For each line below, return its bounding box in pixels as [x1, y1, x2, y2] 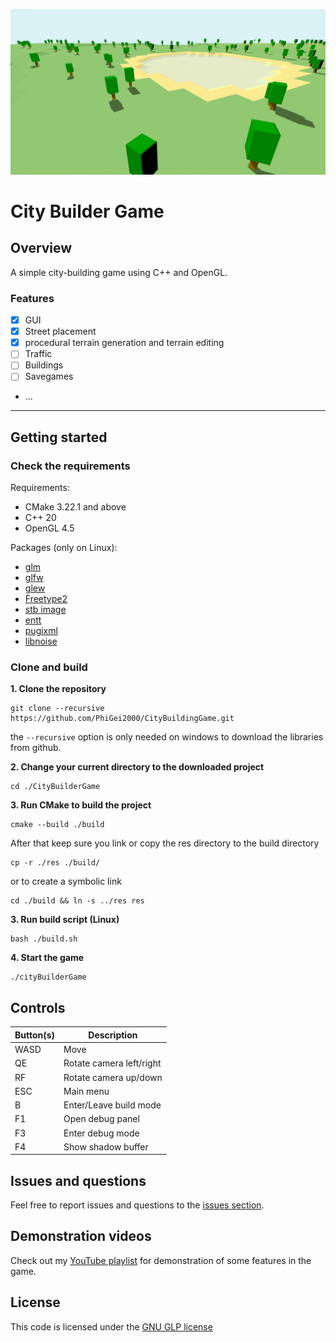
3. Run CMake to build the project [10, 799, 152, 811]
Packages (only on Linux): [10, 542, 118, 554]
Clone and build [10, 660, 88, 674]
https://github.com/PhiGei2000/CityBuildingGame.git [10, 714, 235, 724]
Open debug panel [63, 1113, 140, 1125]
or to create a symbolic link [10, 875, 122, 888]
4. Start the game [10, 952, 85, 964]
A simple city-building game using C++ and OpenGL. [10, 266, 228, 278]
